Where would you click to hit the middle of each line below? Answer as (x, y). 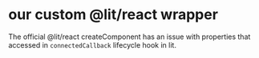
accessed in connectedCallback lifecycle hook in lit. (92, 44)
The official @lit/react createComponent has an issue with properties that (129, 37)
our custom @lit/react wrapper (113, 15)
